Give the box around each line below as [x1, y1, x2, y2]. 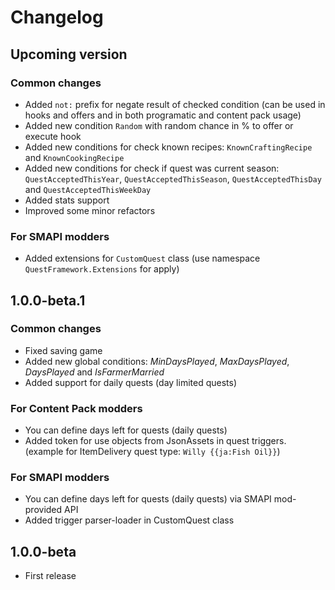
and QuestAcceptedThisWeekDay [24, 183, 152, 195]
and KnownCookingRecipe [24, 151, 125, 163]
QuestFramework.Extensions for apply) [24, 263, 180, 275]
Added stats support [24, 194, 110, 206]
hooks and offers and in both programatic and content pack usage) [24, 109, 302, 121]
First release [24, 570, 77, 582]
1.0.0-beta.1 [10, 292, 86, 309]
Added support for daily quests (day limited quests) [24, 376, 237, 388]
